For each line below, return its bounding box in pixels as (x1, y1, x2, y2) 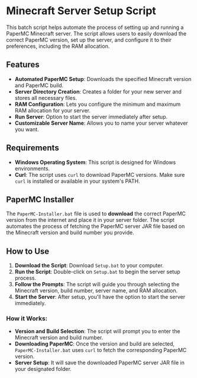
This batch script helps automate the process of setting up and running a (6, 24, 184, 31)
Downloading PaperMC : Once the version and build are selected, (14, 340, 175, 347)
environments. (14, 164, 50, 172)
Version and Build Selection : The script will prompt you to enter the (14, 328, 180, 335)
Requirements (6, 143, 59, 153)
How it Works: (6, 315, 48, 323)
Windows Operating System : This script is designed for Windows (14, 159, 176, 166)
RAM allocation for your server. (14, 106, 91, 114)
